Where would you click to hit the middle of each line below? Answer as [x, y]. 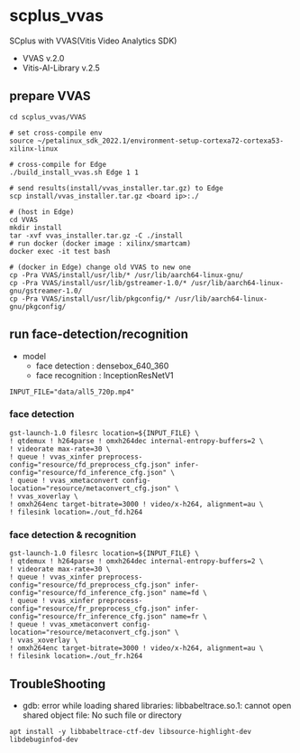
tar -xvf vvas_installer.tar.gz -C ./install [96, 236]
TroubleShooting [58, 684]
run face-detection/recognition [99, 335]
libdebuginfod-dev [44, 739]
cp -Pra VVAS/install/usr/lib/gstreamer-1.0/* [98, 283]
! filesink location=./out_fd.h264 [76, 512]
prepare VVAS [50, 96]
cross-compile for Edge [62, 164]
